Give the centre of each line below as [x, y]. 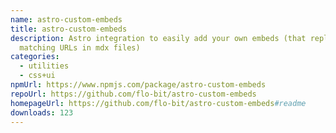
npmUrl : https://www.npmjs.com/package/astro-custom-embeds [138, 85]
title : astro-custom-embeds [69, 29]
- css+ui [37, 76]
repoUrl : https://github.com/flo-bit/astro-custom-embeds [133, 94]
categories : [35, 57]
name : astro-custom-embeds [66, 19]
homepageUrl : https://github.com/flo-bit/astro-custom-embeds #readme [158, 103]
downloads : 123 [42, 112]
